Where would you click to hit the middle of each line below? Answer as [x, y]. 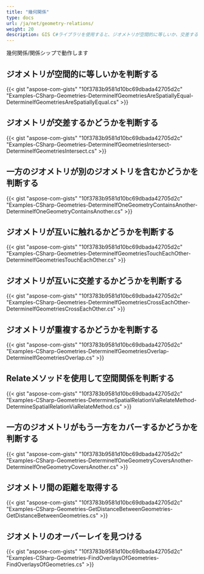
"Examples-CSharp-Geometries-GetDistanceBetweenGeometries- [90, 509]
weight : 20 [20, 29]
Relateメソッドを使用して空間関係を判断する [90, 379]
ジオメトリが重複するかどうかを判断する [82, 330]
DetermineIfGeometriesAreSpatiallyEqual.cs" [63, 102]
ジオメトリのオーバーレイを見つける [74, 536]
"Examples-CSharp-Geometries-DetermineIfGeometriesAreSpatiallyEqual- [100, 95]
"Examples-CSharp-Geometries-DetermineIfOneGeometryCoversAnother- [100, 460]
